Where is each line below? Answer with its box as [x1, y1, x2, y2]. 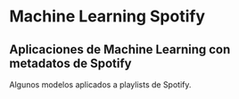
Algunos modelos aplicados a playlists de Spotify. [9, 79, 192, 90]
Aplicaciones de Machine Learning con [9, 42, 231, 57]
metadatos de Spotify [9, 55, 132, 70]
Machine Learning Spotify [9, 6, 205, 27]
